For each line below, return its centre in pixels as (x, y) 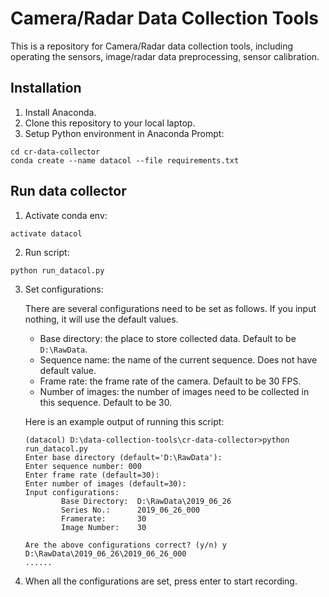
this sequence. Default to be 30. (106, 402)
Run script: (47, 252)
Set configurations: (64, 289)
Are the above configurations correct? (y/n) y (125, 545)
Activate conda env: (66, 215)
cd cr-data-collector (55, 152)
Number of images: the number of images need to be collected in (174, 391)
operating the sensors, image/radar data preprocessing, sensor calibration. (165, 56)
